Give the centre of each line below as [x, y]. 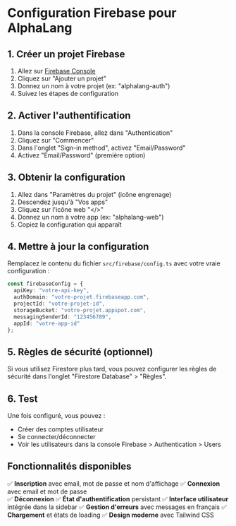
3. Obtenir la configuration [66, 178]
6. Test [23, 399]
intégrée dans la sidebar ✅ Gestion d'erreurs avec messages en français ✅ [117, 507]
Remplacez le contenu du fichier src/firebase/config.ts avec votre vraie [114, 263]
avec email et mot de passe [47, 491]
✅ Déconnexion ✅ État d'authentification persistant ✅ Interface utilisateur [118, 498]
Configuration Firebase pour [92, 13]
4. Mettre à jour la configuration [78, 247]
